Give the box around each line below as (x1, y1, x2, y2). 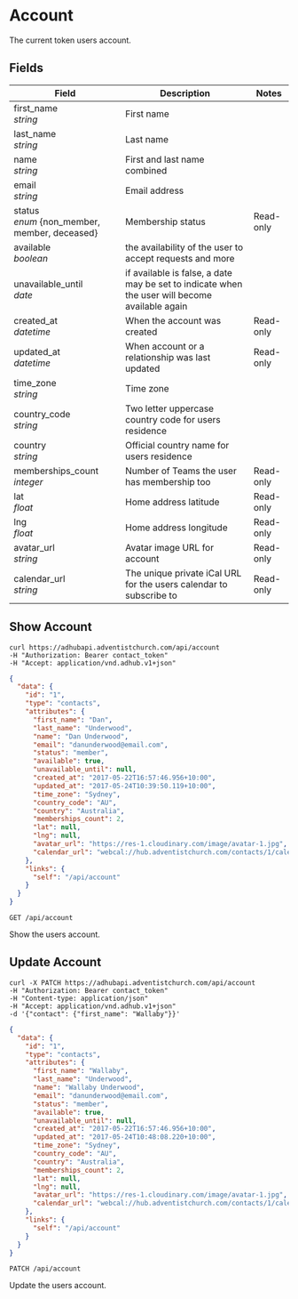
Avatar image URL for (125, 541, 215, 553)
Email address (125, 184, 184, 197)
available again (125, 300, 188, 312)
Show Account (9, 619, 92, 634)
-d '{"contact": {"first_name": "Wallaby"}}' (9, 1009, 180, 1019)
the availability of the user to (125, 241, 244, 254)
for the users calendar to (125, 577, 228, 590)
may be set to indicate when (125, 278, 243, 290)
